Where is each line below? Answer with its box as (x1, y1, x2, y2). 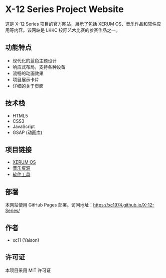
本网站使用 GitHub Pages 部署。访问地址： (5, 202, 94, 208)
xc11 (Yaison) (12, 237, 40, 243)
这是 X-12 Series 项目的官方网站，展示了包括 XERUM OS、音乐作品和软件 (5, 21, 157, 27)
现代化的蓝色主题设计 (12, 57, 57, 63)
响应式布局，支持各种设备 (12, 64, 66, 70)
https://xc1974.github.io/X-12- (93, 202, 154, 208)
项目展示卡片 (12, 77, 39, 83)
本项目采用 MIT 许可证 (5, 267, 51, 273)
